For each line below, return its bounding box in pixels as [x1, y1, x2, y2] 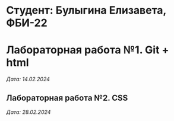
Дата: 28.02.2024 [6, 108, 51, 116]
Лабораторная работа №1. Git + [6, 43, 169, 57]
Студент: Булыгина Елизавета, [6, 4, 166, 17]
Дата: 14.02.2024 [6, 75, 50, 83]
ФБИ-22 [6, 16, 48, 30]
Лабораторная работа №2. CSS [6, 93, 128, 103]
